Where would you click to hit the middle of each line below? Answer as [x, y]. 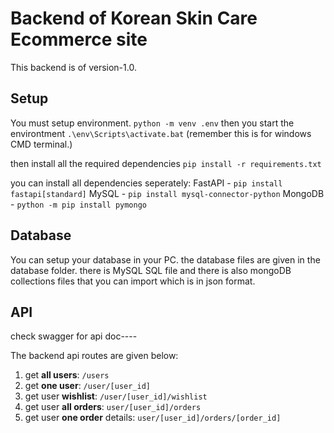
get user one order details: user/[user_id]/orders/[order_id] [153, 418]
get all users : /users [67, 375]
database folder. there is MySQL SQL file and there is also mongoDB [151, 270]
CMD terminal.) [41, 144]
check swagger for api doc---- [74, 336]
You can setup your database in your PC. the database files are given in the [165, 259]
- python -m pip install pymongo [78, 204]
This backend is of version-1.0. [73, 67]
